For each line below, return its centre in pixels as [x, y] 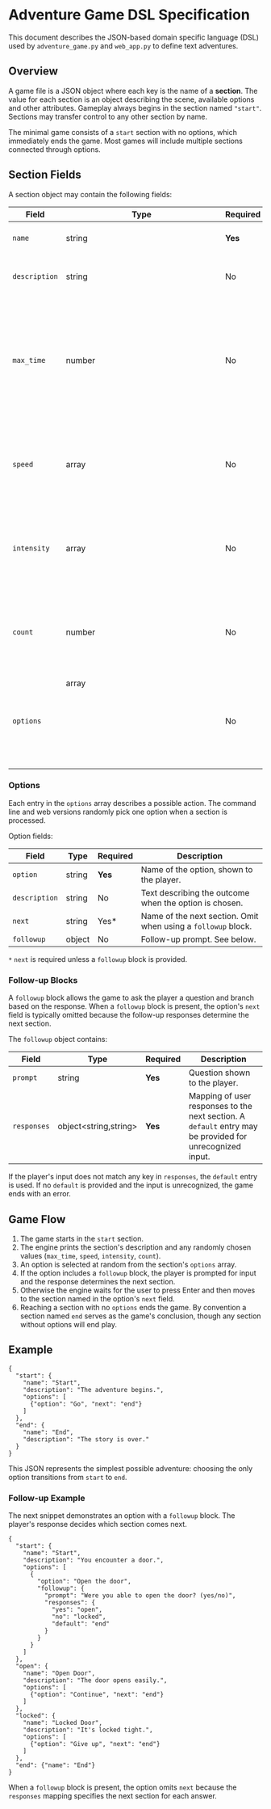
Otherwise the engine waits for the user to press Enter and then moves [138, 1290]
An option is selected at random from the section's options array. [128, 1264]
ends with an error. [40, 1194]
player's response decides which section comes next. [98, 1524]
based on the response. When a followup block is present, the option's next [134, 1006]
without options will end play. [69, 1324]
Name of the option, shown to [197, 869]
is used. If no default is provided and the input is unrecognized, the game [131, 1185]
